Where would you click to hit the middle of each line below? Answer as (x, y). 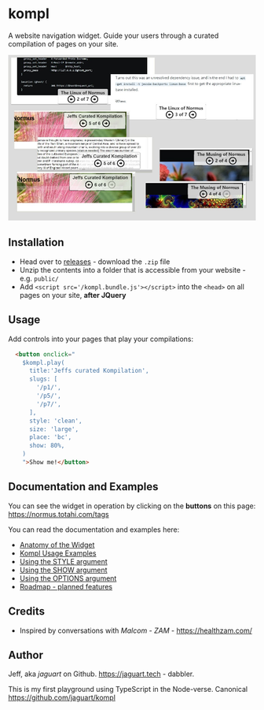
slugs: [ (43, 379)
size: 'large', (54, 429)
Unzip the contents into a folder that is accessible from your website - (132, 270)
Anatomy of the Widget (57, 545)
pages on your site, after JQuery (73, 295)
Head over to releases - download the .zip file (95, 262)
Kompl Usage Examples (58, 553)
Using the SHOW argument (63, 570)
